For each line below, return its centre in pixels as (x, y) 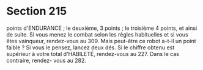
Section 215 (37, 11)
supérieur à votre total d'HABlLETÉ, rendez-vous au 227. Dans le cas (93, 54)
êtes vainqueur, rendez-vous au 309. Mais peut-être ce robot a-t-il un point (102, 41)
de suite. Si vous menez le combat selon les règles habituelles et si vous (97, 34)
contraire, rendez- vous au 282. (46, 60)
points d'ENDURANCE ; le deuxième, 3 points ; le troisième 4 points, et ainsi (102, 28)
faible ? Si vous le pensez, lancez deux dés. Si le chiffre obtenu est (90, 47)
